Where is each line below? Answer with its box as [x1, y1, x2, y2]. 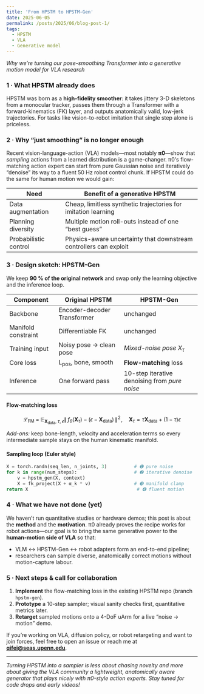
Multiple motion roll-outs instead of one [65, 217, 179, 226]
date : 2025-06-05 [6, 15, 50, 21]
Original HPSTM [64, 295, 112, 304]
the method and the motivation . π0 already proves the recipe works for [6, 520, 186, 528]
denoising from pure [123, 376, 182, 385]
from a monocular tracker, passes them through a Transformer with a [6, 101, 179, 109]
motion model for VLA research [6, 66, 85, 73]
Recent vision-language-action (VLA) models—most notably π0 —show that [6, 149, 195, 157]
